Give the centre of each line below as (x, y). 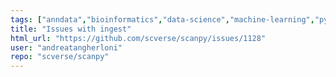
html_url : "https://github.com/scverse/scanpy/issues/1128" (138, 38)
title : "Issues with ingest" (71, 29)
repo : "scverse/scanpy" (60, 57)
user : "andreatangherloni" (66, 47)
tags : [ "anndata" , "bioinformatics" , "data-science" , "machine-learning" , (162, 19)
